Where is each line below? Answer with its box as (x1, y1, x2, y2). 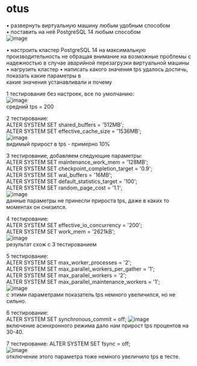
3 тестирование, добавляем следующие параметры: (6, 152, 143, 159)
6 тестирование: (6, 309, 49, 316)
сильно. (6, 297, 27, 304)
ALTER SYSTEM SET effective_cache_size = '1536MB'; (6, 127, 142, 135)
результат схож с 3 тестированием (6, 240, 97, 248)
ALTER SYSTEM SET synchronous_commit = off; (6, 315, 127, 323)
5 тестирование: (6, 252, 49, 260)
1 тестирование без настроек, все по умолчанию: (6, 90, 134, 97)
